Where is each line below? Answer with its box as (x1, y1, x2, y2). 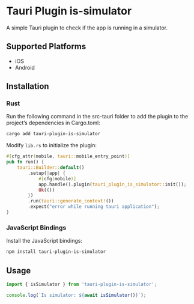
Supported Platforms (6, 41, 86, 52)
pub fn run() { (6, 159, 44, 165)
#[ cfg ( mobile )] (38, 175, 77, 181)
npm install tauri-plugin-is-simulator (6, 249, 106, 255)
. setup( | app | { (28, 170, 66, 176)
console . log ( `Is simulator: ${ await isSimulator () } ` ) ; (6, 292, 147, 298)
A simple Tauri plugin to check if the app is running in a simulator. (6, 24, 168, 31)
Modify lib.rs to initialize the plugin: (6, 142, 97, 149)
